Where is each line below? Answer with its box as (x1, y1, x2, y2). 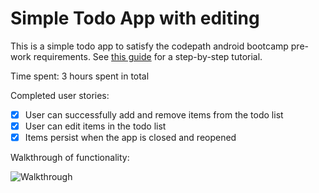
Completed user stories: (10, 89, 110, 101)
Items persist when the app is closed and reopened (24, 132, 237, 144)
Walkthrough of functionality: (10, 152, 130, 164)
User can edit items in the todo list (24, 120, 167, 132)
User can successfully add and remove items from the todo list (24, 108, 284, 121)
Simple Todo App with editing (10, 7, 260, 30)
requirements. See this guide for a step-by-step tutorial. (33, 50, 263, 62)
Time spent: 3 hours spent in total (10, 70, 150, 82)
